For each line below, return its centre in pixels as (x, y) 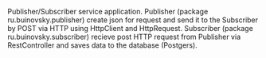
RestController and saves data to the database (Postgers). (103, 45)
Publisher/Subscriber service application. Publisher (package (108, 12)
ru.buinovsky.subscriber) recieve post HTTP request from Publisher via (124, 37)
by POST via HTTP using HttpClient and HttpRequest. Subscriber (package (131, 28)
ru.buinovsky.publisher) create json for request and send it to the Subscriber (133, 20)
